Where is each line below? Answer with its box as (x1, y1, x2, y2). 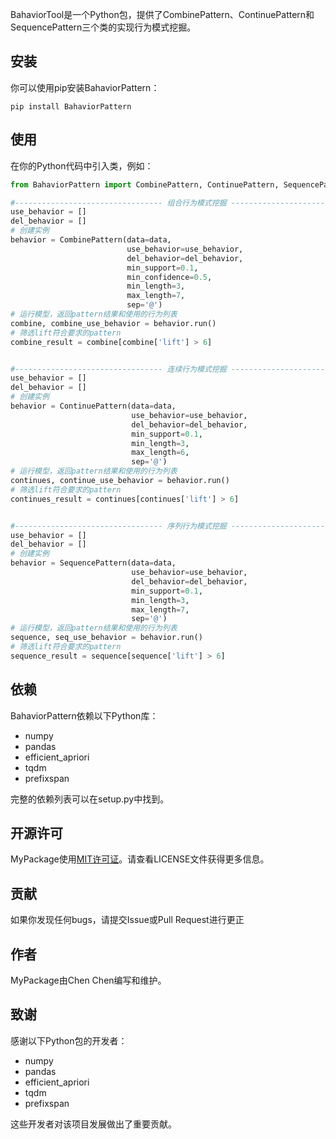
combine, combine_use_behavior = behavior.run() (10, 318, 217, 328)
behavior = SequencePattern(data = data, (10, 558, 177, 568)
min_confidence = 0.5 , (126, 272, 213, 282)
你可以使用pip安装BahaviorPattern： (10, 81, 160, 93)
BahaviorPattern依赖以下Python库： (10, 709, 159, 722)
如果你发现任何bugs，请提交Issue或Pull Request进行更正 (10, 914, 245, 926)
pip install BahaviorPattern (10, 101, 132, 112)
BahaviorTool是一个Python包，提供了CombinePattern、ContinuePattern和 (10, 9, 315, 20)
